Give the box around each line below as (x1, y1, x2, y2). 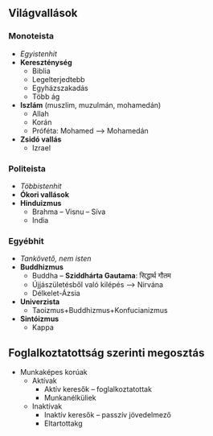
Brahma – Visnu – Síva (31, 207, 106, 216)
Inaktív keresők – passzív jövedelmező (43, 410, 171, 420)
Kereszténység (19, 57, 72, 67)
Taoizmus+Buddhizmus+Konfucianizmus (31, 306, 168, 315)
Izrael (31, 142, 51, 152)
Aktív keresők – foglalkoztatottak (43, 385, 153, 394)
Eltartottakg (43, 418, 83, 429)
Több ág (31, 92, 60, 101)
